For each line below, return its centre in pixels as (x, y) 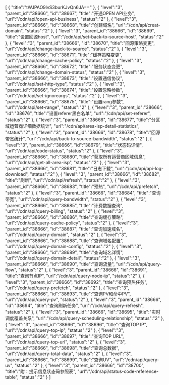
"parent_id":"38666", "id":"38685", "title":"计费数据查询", (64, 205)
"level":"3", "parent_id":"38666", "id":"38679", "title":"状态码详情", (74, 145)
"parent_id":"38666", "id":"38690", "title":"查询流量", (60, 264)
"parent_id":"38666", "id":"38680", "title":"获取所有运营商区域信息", (76, 157)
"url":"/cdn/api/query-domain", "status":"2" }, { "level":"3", (66, 235)
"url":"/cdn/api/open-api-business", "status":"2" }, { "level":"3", (71, 19)
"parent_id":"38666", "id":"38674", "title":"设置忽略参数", (64, 90)
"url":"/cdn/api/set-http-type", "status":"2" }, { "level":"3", (65, 84)
